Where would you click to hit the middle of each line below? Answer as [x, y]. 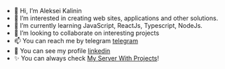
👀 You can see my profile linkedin [62, 51]
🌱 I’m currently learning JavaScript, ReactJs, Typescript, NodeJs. [108, 25]
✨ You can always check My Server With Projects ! [87, 58]
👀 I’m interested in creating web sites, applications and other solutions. [116, 18]
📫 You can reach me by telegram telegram [76, 41]
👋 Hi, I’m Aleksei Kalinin [48, 11]
